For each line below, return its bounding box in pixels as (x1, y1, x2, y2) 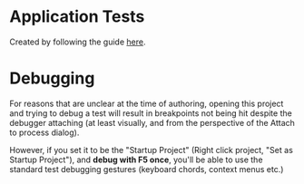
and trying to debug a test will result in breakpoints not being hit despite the (9, 107, 292, 119)
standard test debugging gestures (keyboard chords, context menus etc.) (9, 163, 284, 174)
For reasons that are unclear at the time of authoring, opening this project (9, 98, 284, 109)
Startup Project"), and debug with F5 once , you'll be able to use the (9, 154, 263, 165)
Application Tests (9, 6, 145, 27)
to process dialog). (9, 127, 80, 138)
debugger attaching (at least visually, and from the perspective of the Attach (9, 117, 295, 128)
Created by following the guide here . (9, 36, 146, 47)
